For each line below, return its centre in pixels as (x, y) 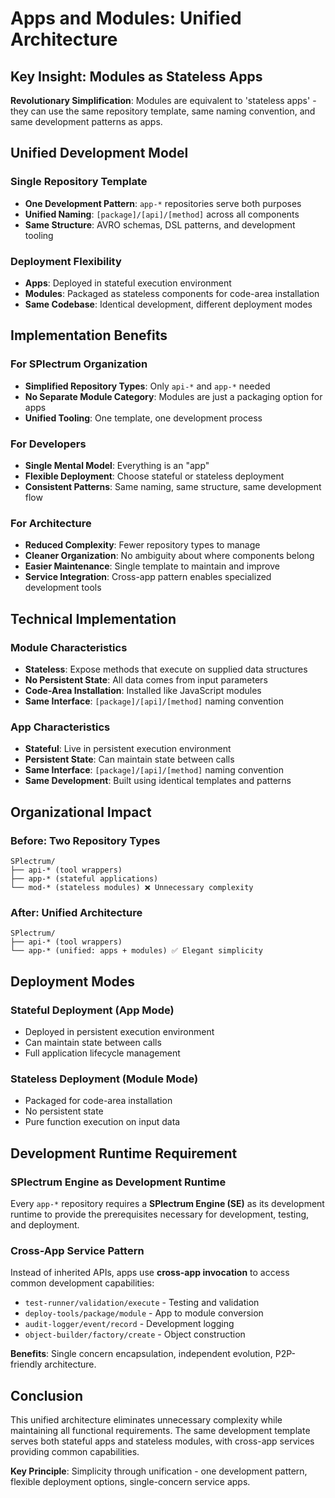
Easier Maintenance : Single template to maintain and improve (152, 566)
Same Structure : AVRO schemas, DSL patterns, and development (160, 224)
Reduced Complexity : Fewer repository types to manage (142, 545)
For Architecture (51, 523)
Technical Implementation (93, 618)
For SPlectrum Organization (79, 364)
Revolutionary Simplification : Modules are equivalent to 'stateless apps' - (163, 100)
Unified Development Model (99, 153)
